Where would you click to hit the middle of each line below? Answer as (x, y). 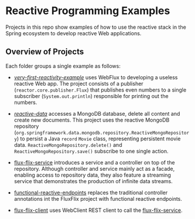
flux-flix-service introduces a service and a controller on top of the (94, 162)
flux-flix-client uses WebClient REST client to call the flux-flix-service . (98, 210)
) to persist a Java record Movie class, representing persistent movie (99, 139)
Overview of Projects (45, 52)
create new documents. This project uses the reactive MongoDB (92, 120)
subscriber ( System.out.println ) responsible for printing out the (91, 96)
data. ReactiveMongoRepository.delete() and (68, 144)
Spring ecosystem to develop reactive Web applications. (73, 33)
